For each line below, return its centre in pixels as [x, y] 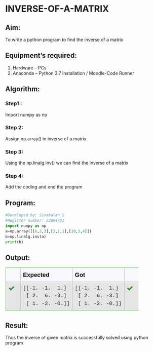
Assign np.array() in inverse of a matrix [46, 139]
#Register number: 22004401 [35, 221]
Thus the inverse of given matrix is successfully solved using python [77, 338]
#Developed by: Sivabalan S [35, 215]
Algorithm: [23, 89]
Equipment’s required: [41, 55]
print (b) [14, 242]
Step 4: [14, 176]
